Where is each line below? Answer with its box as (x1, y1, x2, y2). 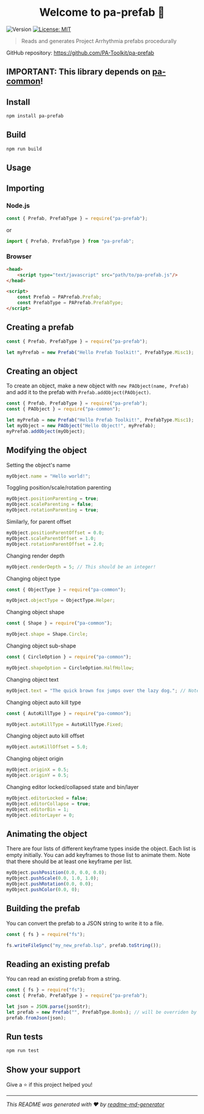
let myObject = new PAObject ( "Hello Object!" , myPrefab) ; (6, 422, 156, 429)
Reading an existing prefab (6, 959, 110, 969)
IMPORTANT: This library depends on (6, 67, 151, 77)
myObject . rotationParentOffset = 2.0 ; (6, 541, 104, 547)
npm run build (6, 146, 42, 152)
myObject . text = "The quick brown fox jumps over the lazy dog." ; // (6, 688, 186, 694)
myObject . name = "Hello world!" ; (6, 473, 91, 479)
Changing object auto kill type (6, 699, 81, 706)
